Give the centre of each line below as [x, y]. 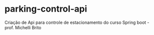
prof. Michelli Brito [23, 27]
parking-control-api [46, 9]
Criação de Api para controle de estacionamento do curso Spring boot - [77, 22]
